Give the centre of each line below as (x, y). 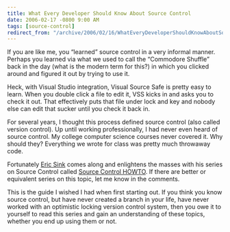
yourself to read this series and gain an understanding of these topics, (106, 214)
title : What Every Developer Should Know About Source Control (99, 13)
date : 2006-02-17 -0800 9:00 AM (53, 20)
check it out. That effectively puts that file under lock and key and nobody (111, 102)
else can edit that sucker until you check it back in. (79, 109)
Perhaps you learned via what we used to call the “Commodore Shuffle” (108, 60)
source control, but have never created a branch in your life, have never (108, 200)
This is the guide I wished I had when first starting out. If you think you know (115, 192)
